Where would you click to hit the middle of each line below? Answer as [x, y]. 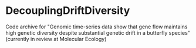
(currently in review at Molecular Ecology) [56, 39]
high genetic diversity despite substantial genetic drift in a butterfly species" [98, 32]
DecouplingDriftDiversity [68, 11]
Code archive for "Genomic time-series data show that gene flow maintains [97, 27]
